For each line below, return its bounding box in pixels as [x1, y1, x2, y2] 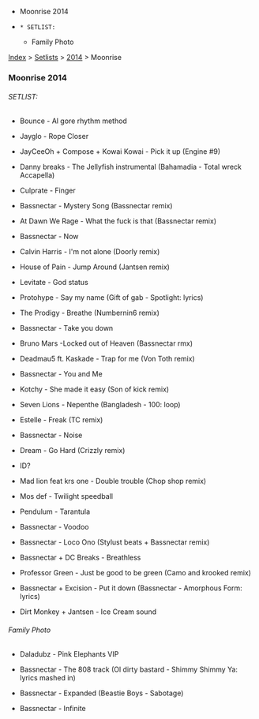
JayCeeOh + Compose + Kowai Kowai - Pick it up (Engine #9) [19, 147, 221, 156]
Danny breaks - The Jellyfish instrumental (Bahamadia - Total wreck [19, 162, 242, 172]
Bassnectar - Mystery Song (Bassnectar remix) [19, 201, 173, 211]
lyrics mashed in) [19, 673, 77, 683]
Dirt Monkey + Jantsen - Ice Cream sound [19, 607, 156, 616]
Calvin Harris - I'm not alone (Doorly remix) [19, 247, 160, 257]
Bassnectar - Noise [19, 430, 83, 440]
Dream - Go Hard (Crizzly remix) [19, 446, 126, 455]
